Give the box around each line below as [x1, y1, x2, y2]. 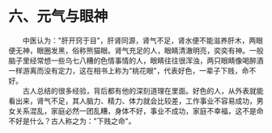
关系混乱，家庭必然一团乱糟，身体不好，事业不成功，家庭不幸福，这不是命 [15, 106, 264, 115]
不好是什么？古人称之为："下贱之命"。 [8, 116, 136, 126]
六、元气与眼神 [8, 7, 108, 26]
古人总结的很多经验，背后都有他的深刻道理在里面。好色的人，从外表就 [22, 85, 257, 95]
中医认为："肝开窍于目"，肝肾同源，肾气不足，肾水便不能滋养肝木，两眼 [22, 35, 264, 45]
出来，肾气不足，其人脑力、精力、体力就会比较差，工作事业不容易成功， [15, 96, 257, 106]
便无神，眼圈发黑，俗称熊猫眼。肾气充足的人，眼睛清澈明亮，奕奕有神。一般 [8, 45, 264, 55]
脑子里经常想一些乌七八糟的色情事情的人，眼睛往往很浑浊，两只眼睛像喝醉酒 [8, 56, 264, 65]
